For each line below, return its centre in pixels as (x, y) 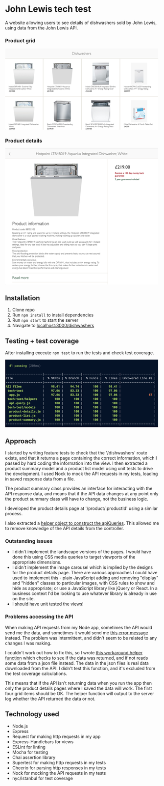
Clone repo (23, 310)
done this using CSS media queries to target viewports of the (74, 557)
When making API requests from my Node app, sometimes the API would (79, 627)
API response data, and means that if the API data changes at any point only (82, 494)
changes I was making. (28, 643)
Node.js (20, 726)
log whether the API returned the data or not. (50, 699)
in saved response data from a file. (40, 479)
